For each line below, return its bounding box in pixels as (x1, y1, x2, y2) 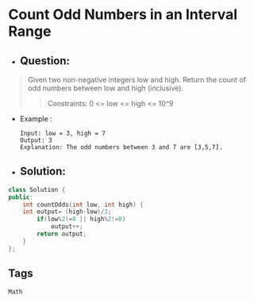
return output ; (37, 230, 87, 239)
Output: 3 (19, 136, 53, 144)
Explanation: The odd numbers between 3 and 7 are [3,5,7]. (19, 143, 223, 151)
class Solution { (8, 185, 66, 193)
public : (8, 193, 34, 201)
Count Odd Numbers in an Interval (8, 6, 238, 24)
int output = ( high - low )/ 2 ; (22, 208, 112, 216)
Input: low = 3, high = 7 (19, 129, 106, 137)
